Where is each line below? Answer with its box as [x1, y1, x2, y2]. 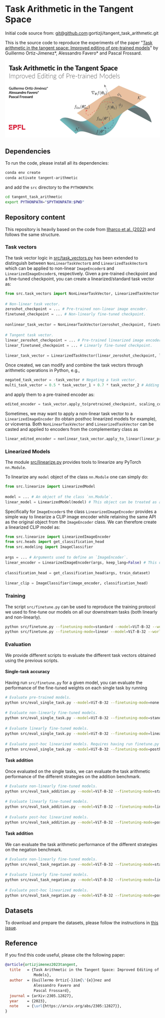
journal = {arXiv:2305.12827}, [9, 993, 74, 998]
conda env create [5, 170, 41, 175]
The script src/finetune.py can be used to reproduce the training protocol [5, 603, 156, 610]
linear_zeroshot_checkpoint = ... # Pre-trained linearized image [5, 338, 144, 342]
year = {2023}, [9, 998, 48, 1003]
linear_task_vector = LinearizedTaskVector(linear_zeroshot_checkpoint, [5, 353, 157, 358]
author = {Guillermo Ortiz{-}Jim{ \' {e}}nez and [9, 978, 111, 983]
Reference [5, 939, 38, 948]
